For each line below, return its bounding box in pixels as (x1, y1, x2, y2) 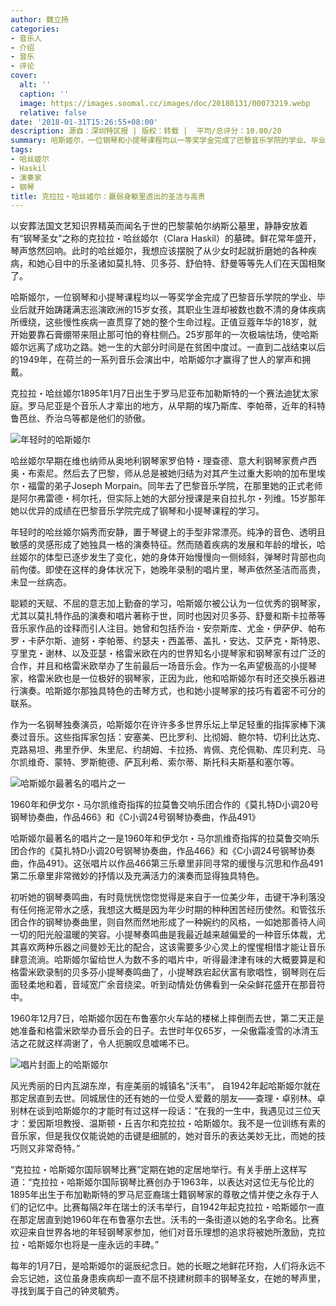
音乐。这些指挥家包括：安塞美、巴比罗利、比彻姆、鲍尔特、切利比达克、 (27, 731, 326, 743)
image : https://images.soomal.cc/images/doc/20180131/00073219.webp (19, 98, 311, 108)
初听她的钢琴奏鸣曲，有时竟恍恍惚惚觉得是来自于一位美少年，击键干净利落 (10, 891, 317, 903)
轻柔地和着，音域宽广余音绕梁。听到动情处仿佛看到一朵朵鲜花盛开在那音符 (18, 979, 326, 991)
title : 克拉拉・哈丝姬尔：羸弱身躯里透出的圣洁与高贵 (10, 191, 206, 201)
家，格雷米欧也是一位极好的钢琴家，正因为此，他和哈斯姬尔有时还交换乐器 (10, 672, 317, 685)
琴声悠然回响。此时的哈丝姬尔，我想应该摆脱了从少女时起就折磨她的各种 (10, 245, 308, 257)
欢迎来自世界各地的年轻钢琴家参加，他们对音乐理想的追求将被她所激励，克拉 (10, 1226, 326, 1238)
